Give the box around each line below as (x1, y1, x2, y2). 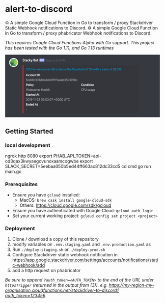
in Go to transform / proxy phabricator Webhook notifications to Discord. (5, 30, 152, 36)
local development (5, 141, 51, 148)
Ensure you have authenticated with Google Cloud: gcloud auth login (12, 208, 154, 214)
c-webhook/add (12, 262, 45, 268)
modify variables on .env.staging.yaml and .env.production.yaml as (12, 242, 151, 248)
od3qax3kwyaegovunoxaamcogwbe (5, 158, 79, 164)
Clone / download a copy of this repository (12, 236, 99, 242)
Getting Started (5, 127, 54, 136)
